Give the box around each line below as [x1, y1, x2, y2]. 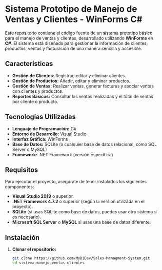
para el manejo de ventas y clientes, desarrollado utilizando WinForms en [5, 35, 154, 41]
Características [5, 60, 53, 68]
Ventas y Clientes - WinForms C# [5, 14, 142, 25]
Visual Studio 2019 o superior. [12, 193, 74, 199]
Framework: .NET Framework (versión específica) [12, 151, 113, 157]
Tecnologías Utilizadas [5, 113, 76, 121]
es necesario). [12, 214, 41, 220]
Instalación [5, 233, 40, 242]
